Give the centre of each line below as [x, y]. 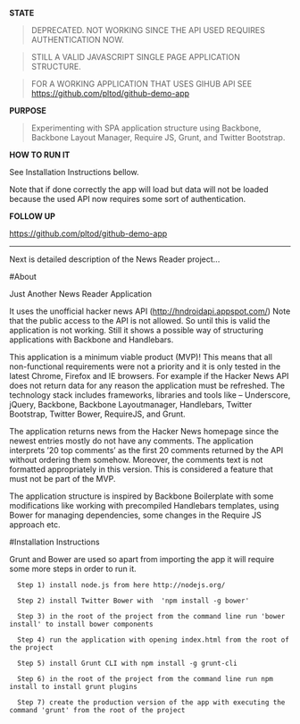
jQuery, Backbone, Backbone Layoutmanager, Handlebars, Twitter [131, 404]
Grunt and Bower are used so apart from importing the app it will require [142, 559]
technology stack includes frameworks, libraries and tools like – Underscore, [150, 395]
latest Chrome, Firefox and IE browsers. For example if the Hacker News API [149, 376]
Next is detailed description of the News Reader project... [115, 259]
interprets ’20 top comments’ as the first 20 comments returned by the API [146, 450]
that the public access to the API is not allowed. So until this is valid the [140, 320]
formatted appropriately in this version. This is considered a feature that [142, 469]
